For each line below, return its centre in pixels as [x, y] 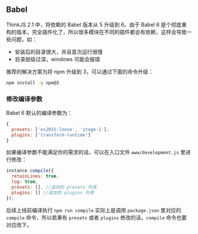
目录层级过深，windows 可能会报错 [57, 59]
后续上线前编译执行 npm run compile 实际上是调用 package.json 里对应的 [94, 210]
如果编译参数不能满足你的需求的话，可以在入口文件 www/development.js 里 [96, 152]
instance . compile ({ [30, 171]
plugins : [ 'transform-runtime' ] [51, 135]
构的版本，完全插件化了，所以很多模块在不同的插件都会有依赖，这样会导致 [96, 32]
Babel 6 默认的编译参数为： [39, 113]
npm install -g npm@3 [33, 83]
